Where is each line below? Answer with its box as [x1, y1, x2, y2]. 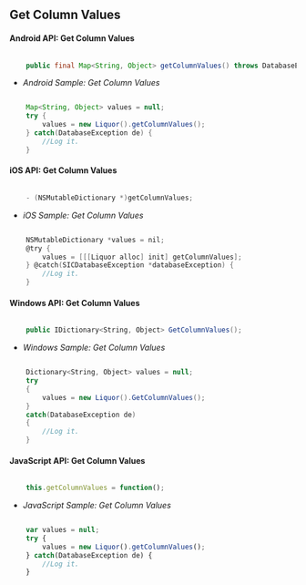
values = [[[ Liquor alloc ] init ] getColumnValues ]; [42, 252, 243, 262]
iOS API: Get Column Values [9, 165, 117, 176]
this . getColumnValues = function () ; [25, 483, 166, 493]
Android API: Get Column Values [9, 32, 135, 44]
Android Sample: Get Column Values [22, 77, 160, 88]
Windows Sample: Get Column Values [22, 342, 166, 354]
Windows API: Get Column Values [9, 297, 140, 308]
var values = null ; [25, 526, 100, 535]
